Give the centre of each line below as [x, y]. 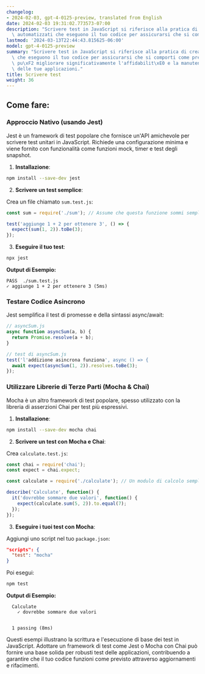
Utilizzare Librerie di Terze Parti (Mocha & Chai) [78, 387]
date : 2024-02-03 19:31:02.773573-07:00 [59, 23]
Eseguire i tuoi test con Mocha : [55, 527]
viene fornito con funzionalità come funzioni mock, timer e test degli [92, 148]
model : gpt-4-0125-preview [41, 46]
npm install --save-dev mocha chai [52, 430]
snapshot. [19, 155]
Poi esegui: [20, 573]
